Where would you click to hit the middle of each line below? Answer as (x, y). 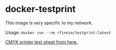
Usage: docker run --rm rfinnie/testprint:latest (58, 32)
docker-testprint (41, 9)
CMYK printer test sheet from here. (41, 42)
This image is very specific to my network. (49, 23)
